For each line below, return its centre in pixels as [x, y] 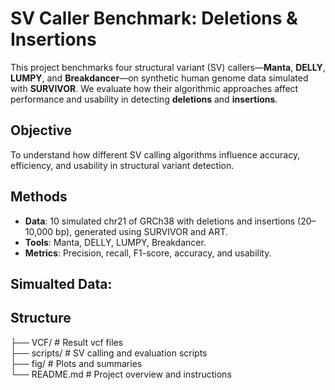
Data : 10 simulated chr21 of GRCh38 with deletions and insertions [160, 221]
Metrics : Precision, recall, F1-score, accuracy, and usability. [148, 253]
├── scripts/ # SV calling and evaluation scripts [109, 353]
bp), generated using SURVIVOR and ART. [141, 231]
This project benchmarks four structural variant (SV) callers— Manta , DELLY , [168, 67]
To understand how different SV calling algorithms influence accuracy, [155, 154]
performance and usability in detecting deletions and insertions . [144, 99]
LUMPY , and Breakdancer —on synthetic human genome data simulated [159, 78]
